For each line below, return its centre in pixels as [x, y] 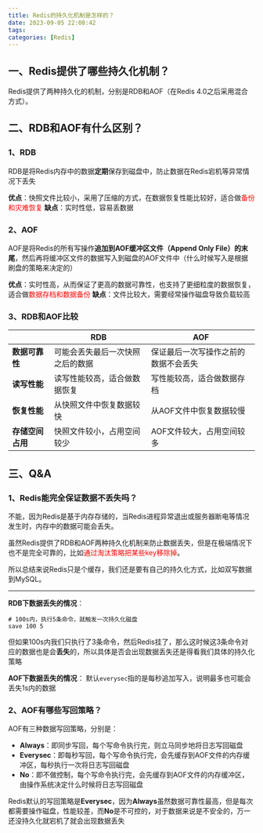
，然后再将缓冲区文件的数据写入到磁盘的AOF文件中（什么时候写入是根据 [132, 258]
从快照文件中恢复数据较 [97, 405]
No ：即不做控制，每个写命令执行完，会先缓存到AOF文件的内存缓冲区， [134, 775]
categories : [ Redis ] [42, 37]
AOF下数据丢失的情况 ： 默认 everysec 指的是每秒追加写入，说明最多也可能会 [130, 678]
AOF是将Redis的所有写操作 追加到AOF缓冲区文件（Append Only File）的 [124, 249]
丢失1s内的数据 [32, 688]
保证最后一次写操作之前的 [198, 352]
